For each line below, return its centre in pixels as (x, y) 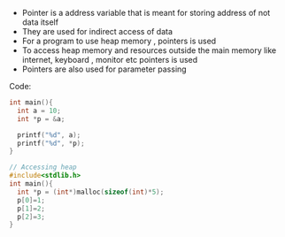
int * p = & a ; (41, 119)
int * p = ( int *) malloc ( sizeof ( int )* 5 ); (91, 192)
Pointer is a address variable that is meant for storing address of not (146, 13)
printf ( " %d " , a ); (49, 135)
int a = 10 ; (39, 111)
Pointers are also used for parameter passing (104, 69)
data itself (40, 22)
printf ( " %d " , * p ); (51, 143)
